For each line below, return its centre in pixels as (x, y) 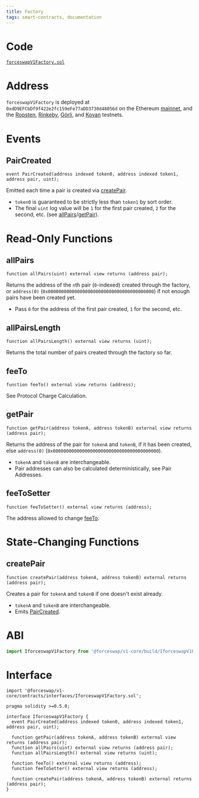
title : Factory (25, 12)
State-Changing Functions (73, 542)
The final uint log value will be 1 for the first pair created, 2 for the (95, 208)
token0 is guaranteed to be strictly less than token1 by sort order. (94, 202)
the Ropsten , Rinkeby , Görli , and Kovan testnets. (65, 115)
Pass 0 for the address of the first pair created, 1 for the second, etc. (98, 309)
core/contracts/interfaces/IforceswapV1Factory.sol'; (74, 696)
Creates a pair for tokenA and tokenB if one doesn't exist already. (85, 593)
